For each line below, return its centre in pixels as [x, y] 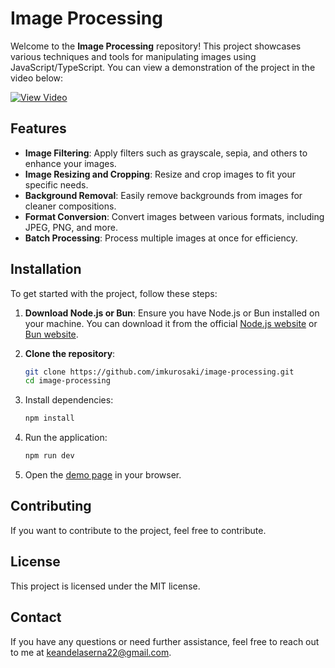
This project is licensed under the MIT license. [105, 586]
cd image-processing [67, 381]
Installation [46, 269]
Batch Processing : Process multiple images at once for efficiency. [161, 238]
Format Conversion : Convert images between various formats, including [174, 216]
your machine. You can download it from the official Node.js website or [171, 323]
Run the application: [66, 438]
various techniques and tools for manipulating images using [133, 56]
